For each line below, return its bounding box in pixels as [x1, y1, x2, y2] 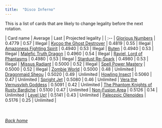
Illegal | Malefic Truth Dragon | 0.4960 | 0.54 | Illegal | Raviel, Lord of [5, 51, 143, 56]
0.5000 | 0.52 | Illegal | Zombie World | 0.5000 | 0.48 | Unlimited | [5, 66, 136, 72]
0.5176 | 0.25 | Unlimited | [5, 97, 57, 103]
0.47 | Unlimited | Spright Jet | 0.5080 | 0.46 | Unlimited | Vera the [5, 76, 138, 82]
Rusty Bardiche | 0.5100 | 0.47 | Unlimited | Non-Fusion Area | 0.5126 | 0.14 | [5, 87, 158, 92]
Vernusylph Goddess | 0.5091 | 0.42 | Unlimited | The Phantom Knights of [5, 81, 152, 88]
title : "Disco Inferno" [5, 7, 55, 12]
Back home [5, 118, 28, 124]
